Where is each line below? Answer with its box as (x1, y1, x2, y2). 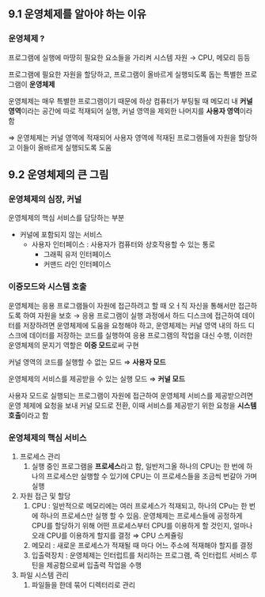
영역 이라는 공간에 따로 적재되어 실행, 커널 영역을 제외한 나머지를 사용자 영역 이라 (8, 106, 253, 115)
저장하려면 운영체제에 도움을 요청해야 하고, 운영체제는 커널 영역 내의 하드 (22, 320, 247, 330)
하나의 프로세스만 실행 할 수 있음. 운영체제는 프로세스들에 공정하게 (40, 511, 243, 520)
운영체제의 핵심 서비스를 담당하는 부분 (8, 213, 125, 223)
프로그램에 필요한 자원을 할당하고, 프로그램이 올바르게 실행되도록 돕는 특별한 (8, 70, 243, 79)
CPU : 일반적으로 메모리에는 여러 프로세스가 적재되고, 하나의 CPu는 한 (31, 501, 248, 510)
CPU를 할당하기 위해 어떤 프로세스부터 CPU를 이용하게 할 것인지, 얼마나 (31, 520, 253, 530)
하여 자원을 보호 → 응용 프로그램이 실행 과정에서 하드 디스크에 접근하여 (22, 311, 240, 320)
